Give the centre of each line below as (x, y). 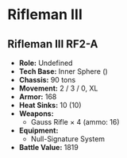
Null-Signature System (67, 139)
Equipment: (38, 130)
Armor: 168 (38, 96)
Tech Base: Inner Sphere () (63, 71)
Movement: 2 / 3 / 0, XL (58, 88)
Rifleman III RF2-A (53, 44)
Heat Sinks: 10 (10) (50, 105)
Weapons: (36, 114)
